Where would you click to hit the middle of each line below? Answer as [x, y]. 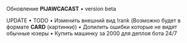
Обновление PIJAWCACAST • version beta [61, 9]
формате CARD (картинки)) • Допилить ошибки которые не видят [92, 27]
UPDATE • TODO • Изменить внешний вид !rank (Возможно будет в [93, 20]
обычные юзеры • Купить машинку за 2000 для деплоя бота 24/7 [92, 33]
